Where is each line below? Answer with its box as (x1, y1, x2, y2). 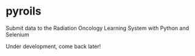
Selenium (6, 30, 29, 38)
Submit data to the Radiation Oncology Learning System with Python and (6, 24, 189, 32)
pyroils (6, 4, 42, 18)
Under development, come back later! (6, 43, 101, 50)
